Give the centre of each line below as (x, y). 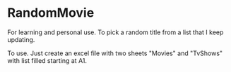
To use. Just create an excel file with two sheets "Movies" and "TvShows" (115, 53)
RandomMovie (51, 13)
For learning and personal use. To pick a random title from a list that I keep (115, 32)
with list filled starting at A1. (47, 60)
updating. (21, 39)
